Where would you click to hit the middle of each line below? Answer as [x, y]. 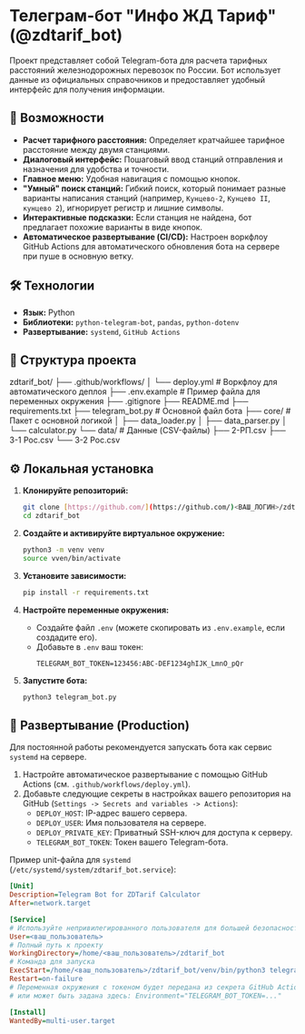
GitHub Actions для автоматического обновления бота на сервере [151, 246]
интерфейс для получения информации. [87, 89]
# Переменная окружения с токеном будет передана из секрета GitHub [142, 987]
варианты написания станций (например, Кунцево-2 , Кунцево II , [146, 198]
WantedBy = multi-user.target [63, 1020]
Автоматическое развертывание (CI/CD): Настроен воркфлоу [145, 237]
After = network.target [50, 903]
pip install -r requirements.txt [86, 593]
